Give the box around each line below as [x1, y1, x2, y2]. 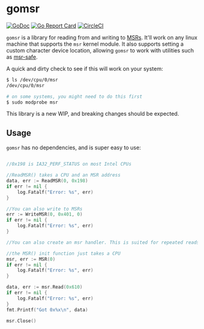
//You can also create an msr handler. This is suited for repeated [6, 239, 183, 246]
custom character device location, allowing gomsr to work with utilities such [6, 46, 194, 54]
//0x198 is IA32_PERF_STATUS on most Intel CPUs [6, 161, 132, 168]
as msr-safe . [6, 53, 38, 60]
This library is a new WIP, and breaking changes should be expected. [6, 110, 179, 118]
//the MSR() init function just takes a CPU [6, 250, 121, 256]
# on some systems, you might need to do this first [6, 93, 143, 99]
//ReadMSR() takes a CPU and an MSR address [6, 172, 121, 179]
